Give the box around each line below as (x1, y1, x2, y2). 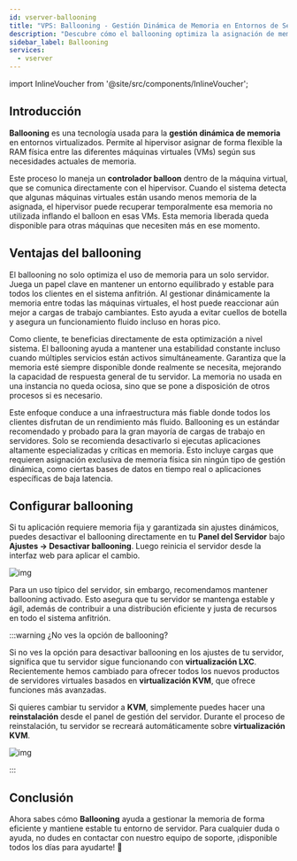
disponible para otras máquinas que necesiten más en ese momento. (9, 220, 261, 230)
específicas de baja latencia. (9, 473, 113, 484)
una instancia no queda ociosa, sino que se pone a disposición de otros (9, 380, 270, 391)
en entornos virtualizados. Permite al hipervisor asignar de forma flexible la (9, 136, 283, 147)
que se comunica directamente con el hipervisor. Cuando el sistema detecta (9, 182, 286, 193)
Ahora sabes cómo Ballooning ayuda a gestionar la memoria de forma (9, 814, 265, 825)
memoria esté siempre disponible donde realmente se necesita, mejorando (9, 361, 282, 372)
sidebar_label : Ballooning (9, 37, 109, 47)
